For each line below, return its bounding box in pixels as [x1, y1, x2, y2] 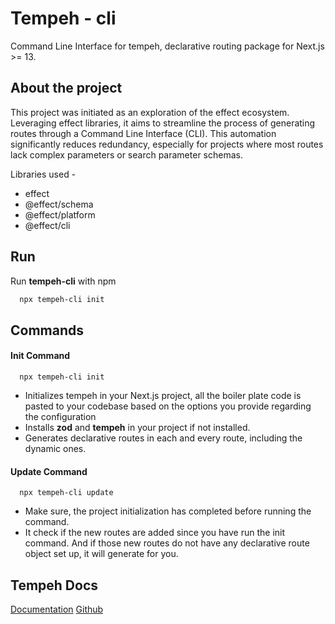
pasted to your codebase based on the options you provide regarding [24, 400, 312, 412]
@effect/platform [24, 208, 96, 221]
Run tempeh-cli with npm [10, 275, 117, 287]
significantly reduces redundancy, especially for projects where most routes [10, 138, 324, 150]
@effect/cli [24, 219, 71, 231]
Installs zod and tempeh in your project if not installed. [24, 422, 251, 434]
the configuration [24, 411, 97, 423]
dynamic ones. [24, 443, 87, 455]
